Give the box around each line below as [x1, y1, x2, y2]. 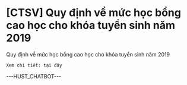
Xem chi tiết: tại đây [6, 62, 62, 68]
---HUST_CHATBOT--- [6, 73, 62, 80]
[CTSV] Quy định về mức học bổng [6, 6, 181, 20]
